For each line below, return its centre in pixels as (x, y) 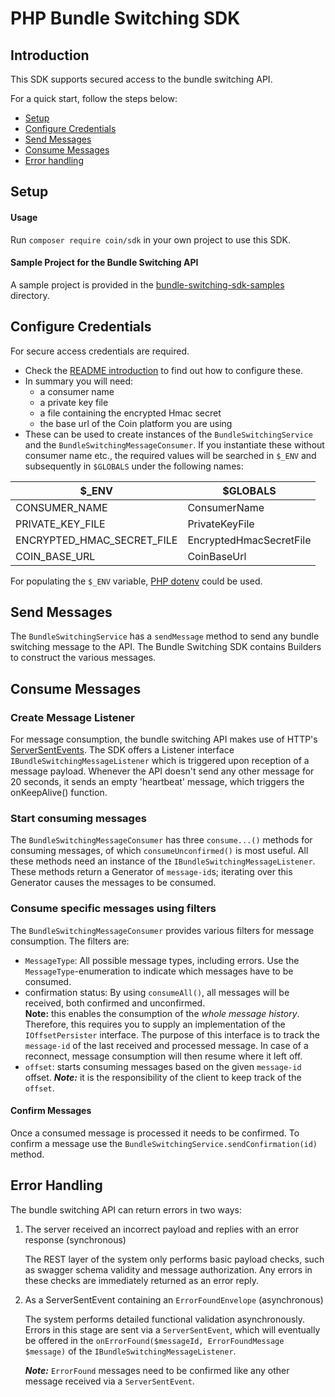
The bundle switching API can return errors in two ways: (126, 1209)
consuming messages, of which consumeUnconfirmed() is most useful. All (159, 851)
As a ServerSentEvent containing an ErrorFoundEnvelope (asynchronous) (174, 1299)
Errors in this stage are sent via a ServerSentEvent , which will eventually (172, 1329)
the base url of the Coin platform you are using (136, 423)
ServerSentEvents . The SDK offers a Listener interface (122, 750)
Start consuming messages (78, 819)
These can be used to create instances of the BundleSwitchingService (168, 434)
